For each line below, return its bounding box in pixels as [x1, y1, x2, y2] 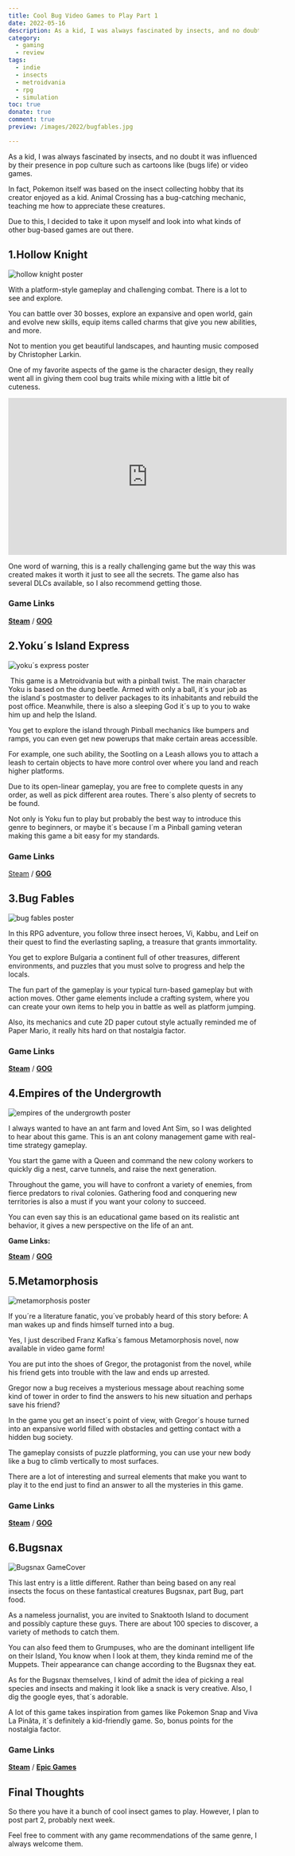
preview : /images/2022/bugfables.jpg [8, 123, 134, 131]
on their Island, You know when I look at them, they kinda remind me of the [8, 1651, 254, 1661]
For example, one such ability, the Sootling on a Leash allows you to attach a [8, 749, 258, 758]
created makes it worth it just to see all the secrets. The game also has [8, 569, 239, 579]
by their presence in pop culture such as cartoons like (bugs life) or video [8, 160, 249, 170]
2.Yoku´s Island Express [8, 639, 130, 653]
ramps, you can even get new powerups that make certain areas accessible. [8, 733, 258, 743]
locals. [8, 969, 30, 979]
